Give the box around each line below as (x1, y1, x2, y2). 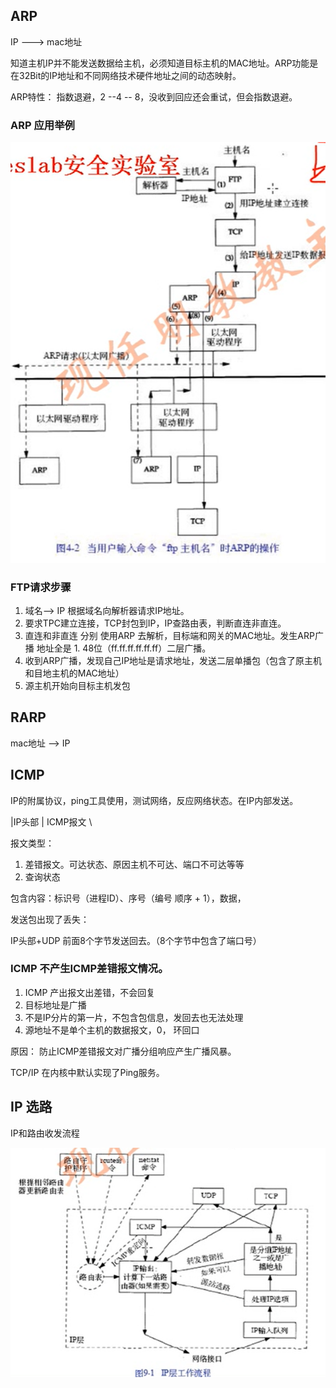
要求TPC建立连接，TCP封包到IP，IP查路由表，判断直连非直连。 (24, 617, 287, 629)
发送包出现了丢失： (10, 913, 90, 925)
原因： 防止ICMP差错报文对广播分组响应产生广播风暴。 (10, 1045, 237, 1057)
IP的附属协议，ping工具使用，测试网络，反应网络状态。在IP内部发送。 (10, 794, 299, 806)
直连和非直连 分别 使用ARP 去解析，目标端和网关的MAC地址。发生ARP (24, 629, 315, 641)
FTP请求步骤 (10, 580, 72, 594)
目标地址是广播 (24, 999, 87, 1011)
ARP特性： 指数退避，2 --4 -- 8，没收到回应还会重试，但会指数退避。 (10, 90, 298, 103)
